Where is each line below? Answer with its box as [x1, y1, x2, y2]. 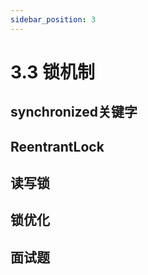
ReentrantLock [10, 138, 105, 155]
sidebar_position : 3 [10, 14, 97, 25]
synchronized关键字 [10, 104, 138, 121]
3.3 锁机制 [10, 61, 95, 83]
